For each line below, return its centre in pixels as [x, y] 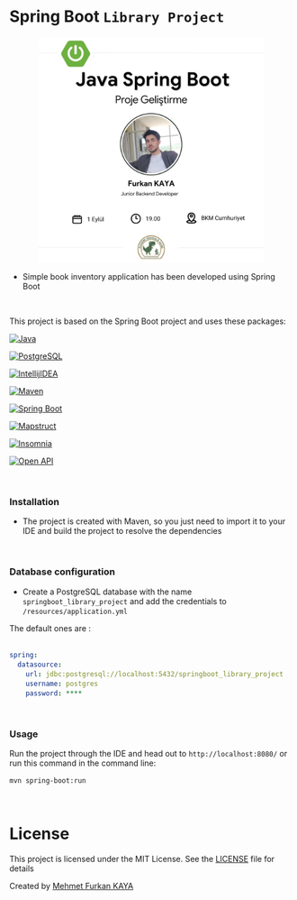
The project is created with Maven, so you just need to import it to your [154, 521]
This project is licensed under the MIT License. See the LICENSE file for [142, 859]
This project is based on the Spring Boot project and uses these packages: [148, 321]
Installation [35, 501]
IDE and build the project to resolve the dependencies [122, 531]
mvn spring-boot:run [48, 781]
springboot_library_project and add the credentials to [125, 601]
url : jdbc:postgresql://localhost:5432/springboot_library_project [154, 675]
